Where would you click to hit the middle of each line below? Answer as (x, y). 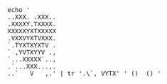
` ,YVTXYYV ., (32, 52)
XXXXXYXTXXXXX (32, 31)
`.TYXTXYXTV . (32, 45)
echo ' (19, 10)
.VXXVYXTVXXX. (32, 38)
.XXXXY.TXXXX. (32, 24)
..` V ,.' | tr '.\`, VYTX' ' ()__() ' (84, 73)
